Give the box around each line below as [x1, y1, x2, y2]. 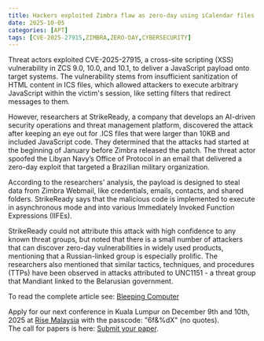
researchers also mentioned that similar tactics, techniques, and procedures [8, 260, 255, 269]
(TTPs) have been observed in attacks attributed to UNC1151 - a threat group [8, 269, 256, 278]
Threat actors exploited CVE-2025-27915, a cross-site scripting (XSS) [8, 55, 234, 65]
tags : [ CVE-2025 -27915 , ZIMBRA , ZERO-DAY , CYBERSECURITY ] [8, 33, 192, 42]
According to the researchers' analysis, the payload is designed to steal [8, 178, 240, 187]
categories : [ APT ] [8, 26, 68, 34]
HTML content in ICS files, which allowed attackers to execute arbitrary [8, 80, 239, 90]
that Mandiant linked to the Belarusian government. [8, 276, 174, 286]
